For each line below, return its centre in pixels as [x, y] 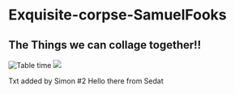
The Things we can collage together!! [105, 45]
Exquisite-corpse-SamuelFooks [117, 15]
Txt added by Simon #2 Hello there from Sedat [86, 81]
